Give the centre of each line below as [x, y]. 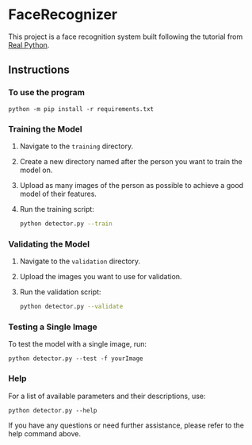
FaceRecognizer [63, 15]
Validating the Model [49, 244]
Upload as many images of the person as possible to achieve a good [132, 185]
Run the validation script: [60, 292]
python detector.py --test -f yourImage [76, 359]
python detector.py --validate [71, 307]
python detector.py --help [53, 410]
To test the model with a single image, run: [78, 344]
